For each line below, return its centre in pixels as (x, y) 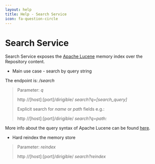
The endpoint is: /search (30, 81)
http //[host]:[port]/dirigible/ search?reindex (62, 157)
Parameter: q (30, 90)
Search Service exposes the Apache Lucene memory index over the (74, 56)
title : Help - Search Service (36, 14)
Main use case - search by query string (52, 71)
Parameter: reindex (36, 147)
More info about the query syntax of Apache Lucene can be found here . (78, 128)
